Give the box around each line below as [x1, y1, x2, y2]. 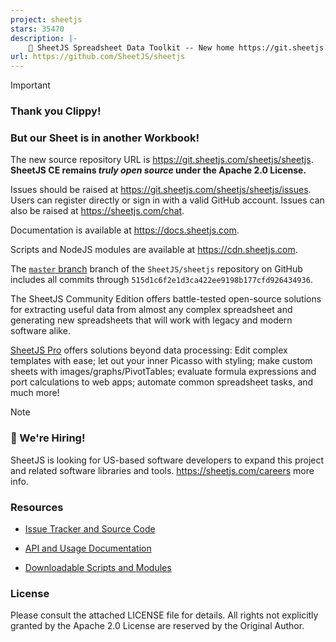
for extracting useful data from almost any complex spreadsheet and [10, 304, 293, 316]
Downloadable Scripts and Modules [24, 561, 172, 573]
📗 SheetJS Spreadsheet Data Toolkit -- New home [28, 42, 235, 53]
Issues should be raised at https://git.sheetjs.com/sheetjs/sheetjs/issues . [10, 184, 312, 196]
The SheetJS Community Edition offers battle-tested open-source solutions [10, 293, 322, 305]
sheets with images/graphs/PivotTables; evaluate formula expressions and [10, 366, 317, 378]
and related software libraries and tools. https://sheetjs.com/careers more [10, 464, 315, 476]
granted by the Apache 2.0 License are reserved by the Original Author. [10, 620, 305, 632]
